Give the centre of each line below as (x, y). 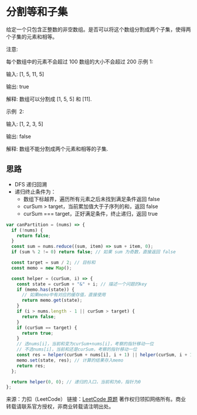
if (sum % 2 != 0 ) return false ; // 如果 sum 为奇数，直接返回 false (94, 252)
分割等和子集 (37, 12)
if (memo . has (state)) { (46, 290)
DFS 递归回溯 (31, 184)
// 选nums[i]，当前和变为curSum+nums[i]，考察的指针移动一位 (85, 344)
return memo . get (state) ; (52, 300)
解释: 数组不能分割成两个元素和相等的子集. (57, 149)
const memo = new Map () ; (42, 268)
